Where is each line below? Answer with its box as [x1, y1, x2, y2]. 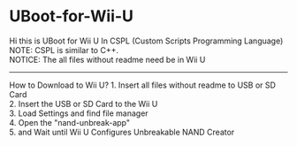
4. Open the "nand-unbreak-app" [9, 117, 131, 127]
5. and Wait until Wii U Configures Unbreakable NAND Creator [9, 127, 235, 137]
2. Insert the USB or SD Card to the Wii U [9, 98, 158, 109]
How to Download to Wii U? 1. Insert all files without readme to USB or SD [9, 80, 277, 90]
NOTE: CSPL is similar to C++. [9, 44, 119, 55]
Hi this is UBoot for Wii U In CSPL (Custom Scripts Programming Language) [9, 35, 284, 46]
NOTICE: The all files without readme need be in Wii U [9, 54, 206, 65]
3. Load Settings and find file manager [9, 108, 148, 119]
